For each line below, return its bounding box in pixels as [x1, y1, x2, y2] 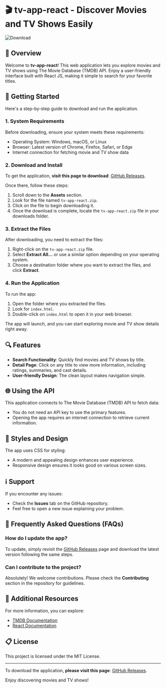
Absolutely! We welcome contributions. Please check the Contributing [5, 575, 149, 581]
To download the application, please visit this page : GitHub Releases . [5, 667, 147, 673]
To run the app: [5, 291, 37, 297]
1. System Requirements [5, 118, 65, 125]
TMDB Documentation [12, 617, 58, 623]
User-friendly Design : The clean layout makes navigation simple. [12, 372, 146, 378]
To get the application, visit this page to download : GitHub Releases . [5, 173, 146, 179]
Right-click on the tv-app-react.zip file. [12, 246, 94, 252]
